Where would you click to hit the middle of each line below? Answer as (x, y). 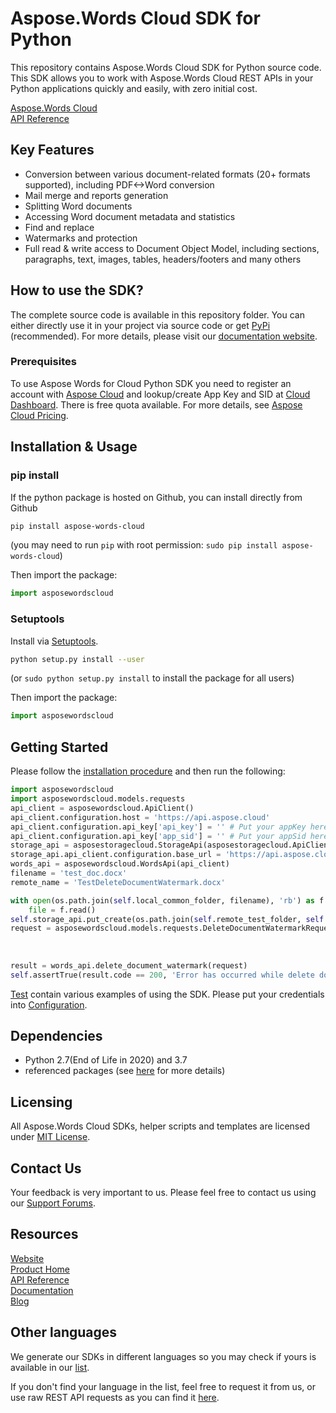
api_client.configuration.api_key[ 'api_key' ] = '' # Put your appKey (158, 827)
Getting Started (59, 747)
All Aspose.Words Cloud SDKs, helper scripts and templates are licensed (160, 1126)
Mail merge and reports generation (96, 195)
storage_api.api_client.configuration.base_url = (116, 855)
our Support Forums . (53, 1203)
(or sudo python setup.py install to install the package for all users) (152, 678)
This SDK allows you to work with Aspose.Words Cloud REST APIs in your (162, 78)
